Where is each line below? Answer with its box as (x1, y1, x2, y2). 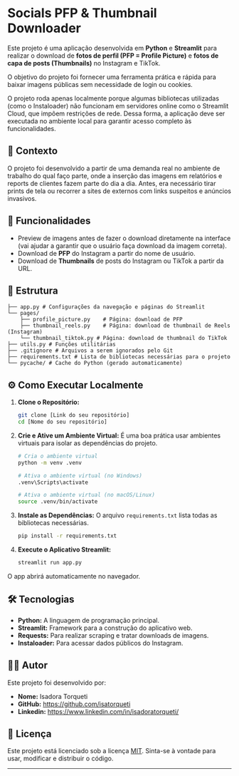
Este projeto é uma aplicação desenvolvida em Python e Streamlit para (7, 43, 217, 52)
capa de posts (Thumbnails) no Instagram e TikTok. (7, 58, 161, 67)
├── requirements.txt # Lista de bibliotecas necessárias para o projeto (7, 353, 231, 361)
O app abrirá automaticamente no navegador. (7, 571, 141, 580)
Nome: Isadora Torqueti (17, 692, 88, 700)
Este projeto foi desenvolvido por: (7, 678, 107, 687)
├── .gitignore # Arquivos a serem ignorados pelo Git (7, 347, 174, 354)
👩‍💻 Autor (7, 659, 48, 671)
